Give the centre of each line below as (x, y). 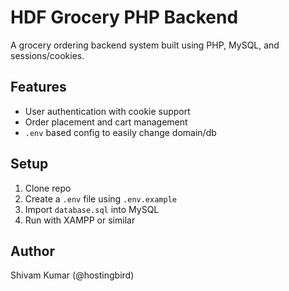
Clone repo (48, 188)
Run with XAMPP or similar (80, 220)
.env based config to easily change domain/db (120, 132)
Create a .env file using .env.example (100, 198)
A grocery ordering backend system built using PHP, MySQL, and (145, 45)
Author (32, 251)
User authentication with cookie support (107, 111)
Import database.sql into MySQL (92, 209)
